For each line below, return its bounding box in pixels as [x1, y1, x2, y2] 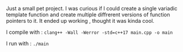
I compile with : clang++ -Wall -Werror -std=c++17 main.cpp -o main [6, 29, 173, 36]
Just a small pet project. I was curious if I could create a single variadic [6, 5, 178, 12]
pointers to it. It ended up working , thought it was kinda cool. [6, 18, 154, 24]
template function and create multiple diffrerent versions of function [6, 11, 170, 18]
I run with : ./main [6, 40, 49, 47]
